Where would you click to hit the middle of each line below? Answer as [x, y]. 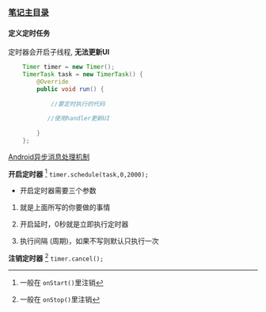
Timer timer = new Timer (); [68, 67]
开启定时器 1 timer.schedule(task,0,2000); [78, 173]
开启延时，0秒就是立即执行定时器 [74, 224]
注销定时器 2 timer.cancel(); [56, 257]
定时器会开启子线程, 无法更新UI [59, 52]
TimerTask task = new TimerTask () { [83, 74]
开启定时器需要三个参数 [58, 191]
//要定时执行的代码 [78, 104]
